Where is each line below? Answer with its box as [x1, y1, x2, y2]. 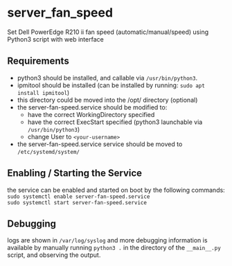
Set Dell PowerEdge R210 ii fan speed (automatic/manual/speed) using [7, 28, 209, 36]
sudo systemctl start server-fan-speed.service [7, 199, 148, 206]
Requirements [7, 55, 69, 67]
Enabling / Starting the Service [7, 168, 143, 179]
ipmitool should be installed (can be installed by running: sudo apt [17, 81, 206, 89]
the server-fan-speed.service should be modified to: [17, 103, 168, 112]
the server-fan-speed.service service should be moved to [17, 140, 183, 148]
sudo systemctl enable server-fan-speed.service [7, 193, 150, 200]
